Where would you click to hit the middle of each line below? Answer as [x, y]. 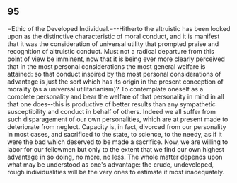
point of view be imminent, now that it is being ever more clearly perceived [116, 59]
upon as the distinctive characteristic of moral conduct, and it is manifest [114, 36]
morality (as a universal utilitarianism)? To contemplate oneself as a [105, 89]
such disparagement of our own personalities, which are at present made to [118, 119]
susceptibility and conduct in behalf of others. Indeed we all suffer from [112, 111]
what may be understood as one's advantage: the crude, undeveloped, [111, 164]
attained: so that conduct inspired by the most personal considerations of [114, 74]
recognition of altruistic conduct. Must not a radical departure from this [111, 51]
